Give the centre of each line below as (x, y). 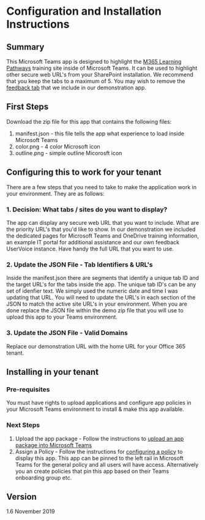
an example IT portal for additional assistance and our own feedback (93, 242)
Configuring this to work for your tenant (84, 172)
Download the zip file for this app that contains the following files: (89, 121)
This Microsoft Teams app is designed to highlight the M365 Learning (94, 62)
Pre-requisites (28, 389)
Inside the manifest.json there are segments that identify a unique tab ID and (103, 278)
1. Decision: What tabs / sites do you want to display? (87, 209)
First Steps (28, 107)
